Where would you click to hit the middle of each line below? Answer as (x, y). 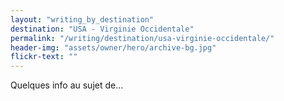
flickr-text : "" (44, 57)
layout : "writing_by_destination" (82, 19)
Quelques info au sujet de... (67, 85)
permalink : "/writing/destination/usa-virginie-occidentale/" (142, 38)
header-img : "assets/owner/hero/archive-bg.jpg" (113, 47)
